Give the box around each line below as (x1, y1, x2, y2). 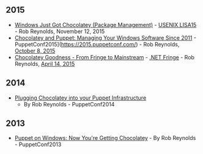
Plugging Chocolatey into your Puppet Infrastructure (14, 94, 147, 101)
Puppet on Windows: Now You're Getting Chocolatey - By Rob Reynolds (14, 134, 196, 142)
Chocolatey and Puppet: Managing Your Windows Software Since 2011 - (14, 34, 197, 42)
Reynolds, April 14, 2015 (14, 60, 75, 67)
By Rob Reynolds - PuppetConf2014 (23, 100, 115, 108)
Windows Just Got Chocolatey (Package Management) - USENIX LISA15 (14, 21, 197, 28)
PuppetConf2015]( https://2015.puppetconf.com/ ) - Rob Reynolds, (14, 40, 180, 48)
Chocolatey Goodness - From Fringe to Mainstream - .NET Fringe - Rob (14, 53, 195, 61)
